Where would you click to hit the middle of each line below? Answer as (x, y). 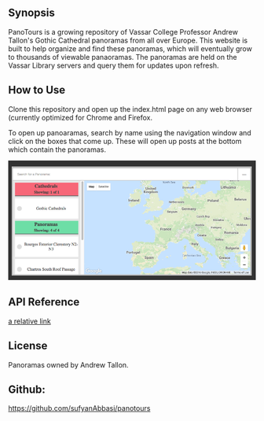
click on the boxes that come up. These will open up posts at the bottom (125, 141)
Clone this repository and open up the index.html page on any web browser (130, 109)
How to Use (37, 90)
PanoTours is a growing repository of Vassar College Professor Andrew (123, 31)
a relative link (29, 321)
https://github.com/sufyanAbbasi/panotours (79, 408)
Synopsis (31, 13)
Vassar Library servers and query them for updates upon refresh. (114, 65)
